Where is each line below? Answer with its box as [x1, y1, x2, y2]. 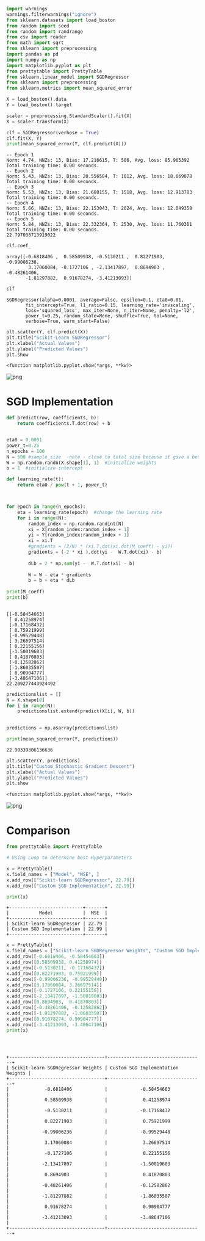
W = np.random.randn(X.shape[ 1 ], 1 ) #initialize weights [6, 460, 157, 466]
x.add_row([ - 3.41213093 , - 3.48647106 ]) [6, 1021, 108, 1028]
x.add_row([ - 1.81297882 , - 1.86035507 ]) [6, 1010, 108, 1016]
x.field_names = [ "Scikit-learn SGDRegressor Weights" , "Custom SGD [6, 948, 184, 954]
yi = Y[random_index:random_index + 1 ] [28, 532, 130, 538]
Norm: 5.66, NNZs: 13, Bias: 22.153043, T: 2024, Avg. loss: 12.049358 [6, 205, 192, 212]
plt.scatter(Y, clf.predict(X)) [6, 329, 88, 335]
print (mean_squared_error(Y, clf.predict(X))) [6, 141, 127, 147]
